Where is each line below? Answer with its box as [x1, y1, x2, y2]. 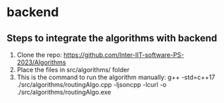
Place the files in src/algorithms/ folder [16, 66, 130, 74]
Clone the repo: [16, 50, 63, 59]
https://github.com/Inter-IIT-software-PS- [63, 50, 185, 59]
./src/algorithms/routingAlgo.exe [16, 88, 111, 96]
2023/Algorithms [16, 58, 66, 67]
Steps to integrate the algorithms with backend [6, 32, 218, 44]
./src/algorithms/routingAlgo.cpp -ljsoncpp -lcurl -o [16, 81, 167, 88]
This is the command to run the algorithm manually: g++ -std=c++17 [16, 73, 216, 81]
